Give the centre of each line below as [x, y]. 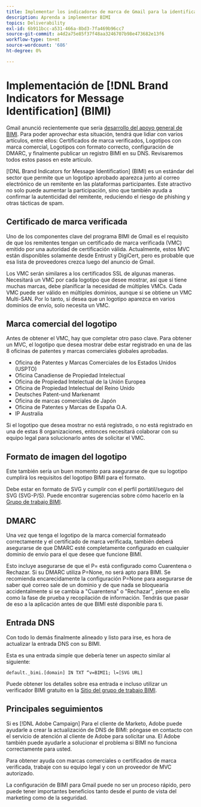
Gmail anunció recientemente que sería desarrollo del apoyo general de [94, 128]
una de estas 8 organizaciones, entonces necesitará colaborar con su [92, 431]
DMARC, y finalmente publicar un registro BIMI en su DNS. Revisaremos [95, 153]
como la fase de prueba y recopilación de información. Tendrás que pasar [98, 597]
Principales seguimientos [55, 709]
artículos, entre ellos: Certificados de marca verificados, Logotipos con [94, 140]
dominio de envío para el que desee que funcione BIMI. [74, 554]
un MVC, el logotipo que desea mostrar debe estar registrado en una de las [99, 344]
